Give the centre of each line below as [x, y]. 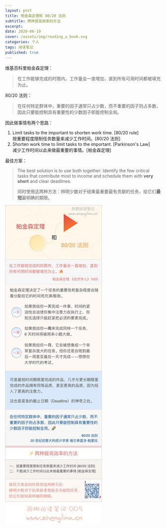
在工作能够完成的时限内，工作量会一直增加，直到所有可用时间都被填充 [89, 78]
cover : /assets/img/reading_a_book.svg [46, 37]
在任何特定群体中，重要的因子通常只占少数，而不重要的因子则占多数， [89, 106]
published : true [22, 52]
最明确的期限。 [37, 198]
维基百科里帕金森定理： [29, 68]
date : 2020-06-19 [23, 32]
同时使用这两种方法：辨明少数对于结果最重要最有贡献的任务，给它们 [87, 191]
